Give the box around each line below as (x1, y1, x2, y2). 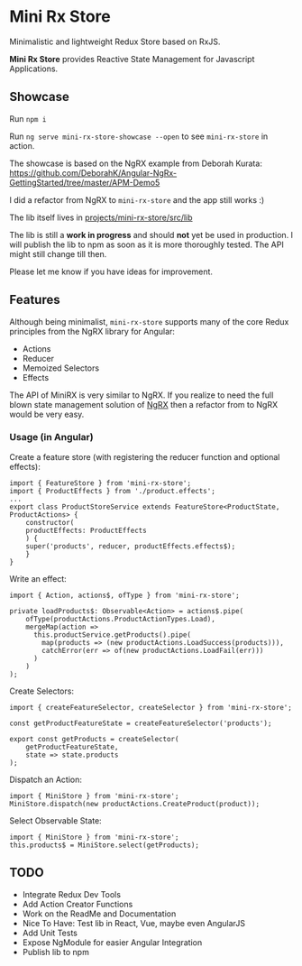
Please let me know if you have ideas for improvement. (9, 266, 214, 277)
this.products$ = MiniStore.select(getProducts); (9, 841, 200, 850)
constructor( (25, 518, 75, 527)
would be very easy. (9, 409, 85, 419)
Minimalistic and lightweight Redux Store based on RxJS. (9, 36, 221, 47)
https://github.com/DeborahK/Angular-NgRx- (9, 167, 178, 178)
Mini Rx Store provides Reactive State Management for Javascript (9, 53, 255, 64)
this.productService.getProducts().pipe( (32, 630, 192, 639)
